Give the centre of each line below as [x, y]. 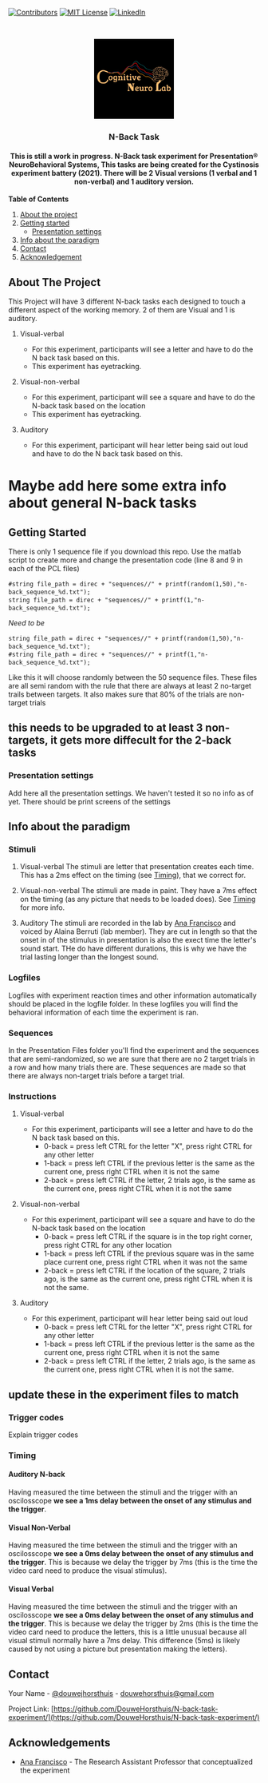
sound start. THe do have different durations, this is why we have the [133, 949]
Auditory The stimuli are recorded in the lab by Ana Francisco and [128, 923]
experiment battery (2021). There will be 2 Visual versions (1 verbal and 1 [134, 173]
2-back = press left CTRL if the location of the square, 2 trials [144, 1271]
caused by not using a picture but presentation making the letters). [118, 1649]
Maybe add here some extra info [118, 486]
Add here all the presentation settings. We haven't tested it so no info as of [131, 793]
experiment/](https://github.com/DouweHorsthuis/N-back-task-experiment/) [134, 1717]
